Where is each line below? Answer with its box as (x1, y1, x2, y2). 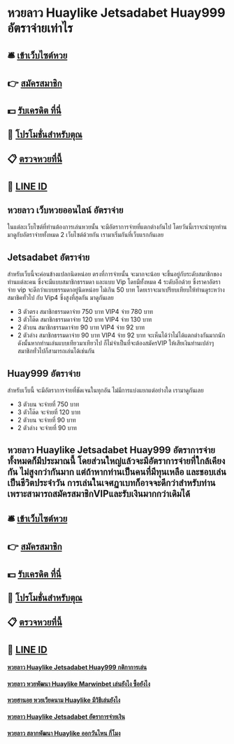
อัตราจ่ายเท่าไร (7, 20, 73, 36)
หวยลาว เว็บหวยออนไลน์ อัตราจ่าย (7, 204, 124, 216)
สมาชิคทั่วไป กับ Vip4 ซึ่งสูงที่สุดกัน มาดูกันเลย (7, 294, 114, 302)
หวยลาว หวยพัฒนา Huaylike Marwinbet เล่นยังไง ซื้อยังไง (7, 680, 151, 688)
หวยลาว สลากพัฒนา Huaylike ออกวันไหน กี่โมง (7, 729, 121, 737)
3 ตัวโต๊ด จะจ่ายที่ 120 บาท (17, 408, 81, 416)
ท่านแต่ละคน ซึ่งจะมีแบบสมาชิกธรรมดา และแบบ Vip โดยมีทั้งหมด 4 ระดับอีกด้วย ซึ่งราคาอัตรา (7, 278, 221, 286)
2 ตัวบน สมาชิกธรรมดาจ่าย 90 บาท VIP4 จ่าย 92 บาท (17, 323, 145, 331)
